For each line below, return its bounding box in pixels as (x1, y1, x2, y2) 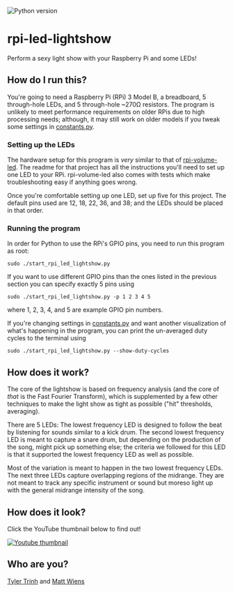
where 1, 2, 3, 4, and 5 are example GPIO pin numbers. (7, 305, 163, 314)
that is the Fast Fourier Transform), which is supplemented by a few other (7, 393, 218, 401)
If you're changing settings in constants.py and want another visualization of (7, 319, 227, 328)
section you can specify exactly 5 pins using (7, 280, 134, 289)
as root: (7, 247, 29, 255)
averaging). (7, 407, 40, 416)
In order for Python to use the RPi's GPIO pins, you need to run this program (7, 239, 225, 248)
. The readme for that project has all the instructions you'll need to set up (16, 163, 225, 172)
